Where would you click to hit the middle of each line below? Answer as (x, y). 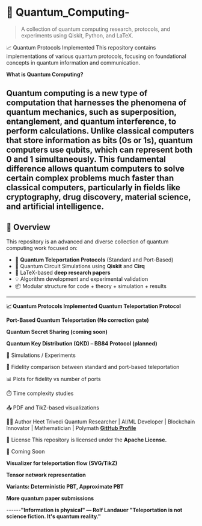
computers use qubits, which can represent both (99, 150)
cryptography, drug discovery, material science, (99, 197)
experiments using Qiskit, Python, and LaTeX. (77, 35)
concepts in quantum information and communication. (73, 62)
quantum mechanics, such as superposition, (91, 112)
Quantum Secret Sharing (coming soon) (57, 332)
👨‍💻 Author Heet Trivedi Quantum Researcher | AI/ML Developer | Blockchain (101, 422)
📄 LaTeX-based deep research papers (63, 273)
